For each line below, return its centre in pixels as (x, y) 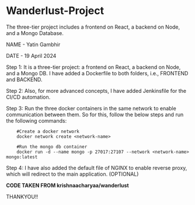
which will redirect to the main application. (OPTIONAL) (72, 174)
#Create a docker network (48, 131)
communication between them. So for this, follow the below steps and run (95, 114)
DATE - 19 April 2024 (31, 55)
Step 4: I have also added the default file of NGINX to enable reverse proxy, (97, 168)
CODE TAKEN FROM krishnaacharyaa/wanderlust (68, 185)
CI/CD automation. (28, 97)
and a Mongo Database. (35, 33)
